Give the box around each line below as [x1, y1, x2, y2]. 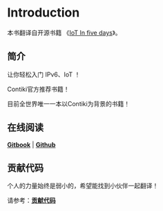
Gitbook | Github [7, 140, 56, 149]
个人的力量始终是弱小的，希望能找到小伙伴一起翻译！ [7, 181, 159, 190]
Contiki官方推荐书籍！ [7, 85, 70, 93]
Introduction [7, 5, 80, 21]
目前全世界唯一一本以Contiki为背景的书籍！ [7, 99, 130, 108]
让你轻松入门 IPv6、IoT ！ [7, 70, 81, 79]
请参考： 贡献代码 [7, 197, 56, 205]
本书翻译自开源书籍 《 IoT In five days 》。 [7, 28, 122, 37]
